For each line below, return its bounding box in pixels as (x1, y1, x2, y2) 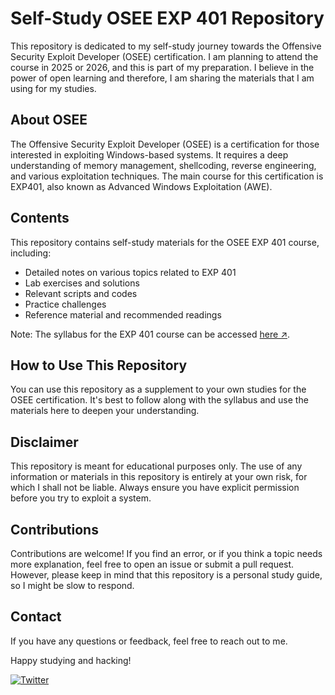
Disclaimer (10, 433, 79, 451)
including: (10, 247, 52, 259)
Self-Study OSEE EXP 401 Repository (10, 7, 325, 30)
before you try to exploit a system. (10, 492, 152, 504)
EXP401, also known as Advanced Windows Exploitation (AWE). (10, 180, 273, 192)
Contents (10, 210, 70, 227)
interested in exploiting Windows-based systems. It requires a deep (10, 148, 289, 161)
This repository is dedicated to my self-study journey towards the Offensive (10, 40, 322, 52)
